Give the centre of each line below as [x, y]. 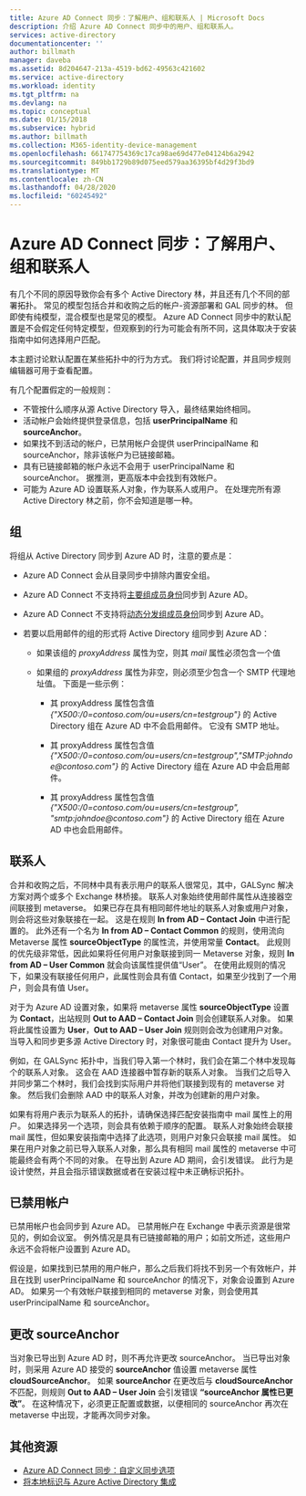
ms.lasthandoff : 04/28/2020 [63, 188]
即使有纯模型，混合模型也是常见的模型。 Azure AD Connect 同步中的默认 [147, 317]
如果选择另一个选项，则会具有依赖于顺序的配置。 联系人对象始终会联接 [160, 1125]
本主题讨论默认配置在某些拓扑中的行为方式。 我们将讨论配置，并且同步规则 [150, 359]
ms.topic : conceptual [51, 111]
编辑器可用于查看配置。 [53, 370]
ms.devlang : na [38, 103]
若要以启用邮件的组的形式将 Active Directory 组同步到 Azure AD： [146, 633]
